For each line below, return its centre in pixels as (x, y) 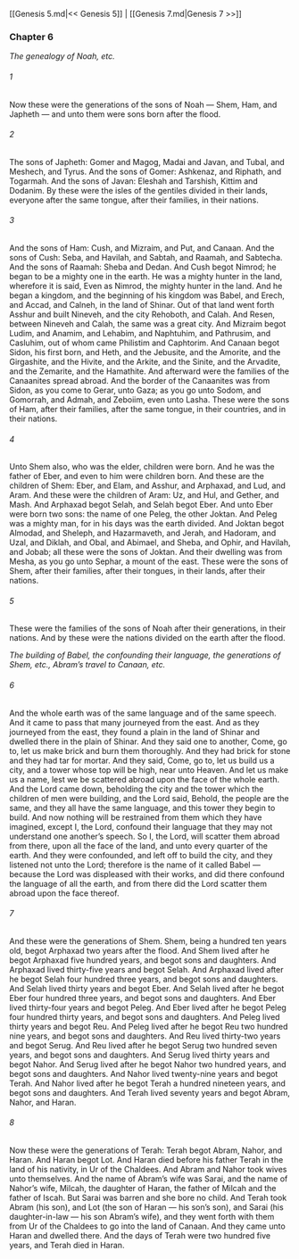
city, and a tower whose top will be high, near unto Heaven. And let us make (149, 770)
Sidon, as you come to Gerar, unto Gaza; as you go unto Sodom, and (135, 390)
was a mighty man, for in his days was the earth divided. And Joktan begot (147, 524)
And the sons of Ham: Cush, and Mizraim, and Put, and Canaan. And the (142, 248)
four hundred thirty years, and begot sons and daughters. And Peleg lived (145, 1016)
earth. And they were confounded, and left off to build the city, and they (141, 855)
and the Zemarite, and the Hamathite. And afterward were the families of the (149, 371)
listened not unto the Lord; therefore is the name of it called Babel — (135, 865)
